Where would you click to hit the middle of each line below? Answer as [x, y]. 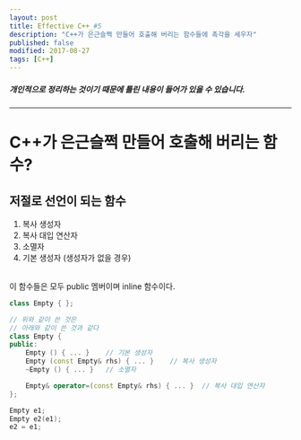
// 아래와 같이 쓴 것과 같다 [54, 328]
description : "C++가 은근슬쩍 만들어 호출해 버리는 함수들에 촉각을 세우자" [133, 34]
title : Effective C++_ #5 [56, 26]
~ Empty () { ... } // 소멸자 [81, 370]
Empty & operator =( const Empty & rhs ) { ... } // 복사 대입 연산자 [146, 386]
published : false [42, 43]
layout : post [34, 18]
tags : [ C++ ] [31, 59]
